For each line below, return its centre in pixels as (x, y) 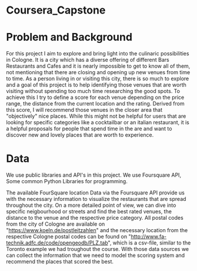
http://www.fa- (149, 237)
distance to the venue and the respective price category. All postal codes (95, 218)
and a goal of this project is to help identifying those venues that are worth (96, 85)
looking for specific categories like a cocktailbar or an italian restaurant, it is (98, 123)
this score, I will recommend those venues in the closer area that (84, 110)
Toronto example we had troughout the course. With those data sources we (98, 249)
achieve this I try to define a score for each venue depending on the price (95, 97)
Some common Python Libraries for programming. (67, 181)
